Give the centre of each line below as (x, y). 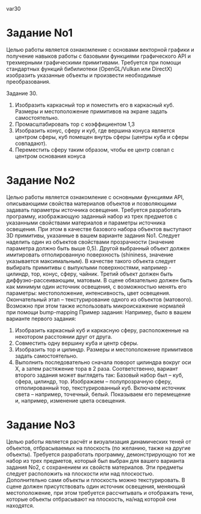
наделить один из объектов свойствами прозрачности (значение (90, 242)
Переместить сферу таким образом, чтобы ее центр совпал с (94, 149)
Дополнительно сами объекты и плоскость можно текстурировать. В (96, 480)
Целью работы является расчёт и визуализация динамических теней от (99, 441)
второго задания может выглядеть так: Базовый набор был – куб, (99, 375)
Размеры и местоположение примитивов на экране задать (91, 111)
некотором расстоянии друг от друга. (64, 336)
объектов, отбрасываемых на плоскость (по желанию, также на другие (98, 448)
